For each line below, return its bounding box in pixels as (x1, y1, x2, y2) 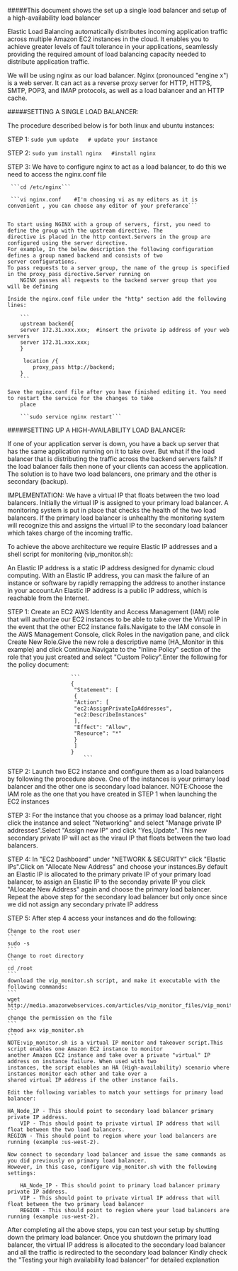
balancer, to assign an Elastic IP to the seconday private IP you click (7, 877, 205, 886)
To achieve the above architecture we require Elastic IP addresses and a (7, 543, 218, 550)
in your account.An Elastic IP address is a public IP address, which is (7, 587, 208, 594)
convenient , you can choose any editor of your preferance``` (7, 202, 198, 209)
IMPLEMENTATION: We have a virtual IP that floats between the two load (7, 491, 220, 499)
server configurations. (7, 258, 78, 265)
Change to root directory (7, 953, 84, 960)
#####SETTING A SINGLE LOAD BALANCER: (7, 108, 140, 116)
